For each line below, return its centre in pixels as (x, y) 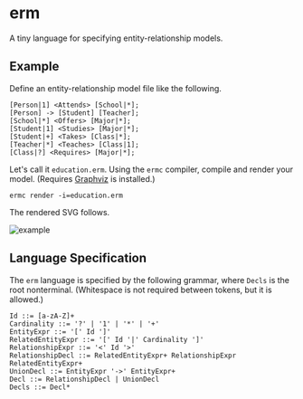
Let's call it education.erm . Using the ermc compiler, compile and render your (151, 169)
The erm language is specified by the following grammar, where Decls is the (150, 280)
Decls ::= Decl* (40, 387)
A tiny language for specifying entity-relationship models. (116, 38)
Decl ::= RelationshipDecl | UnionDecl (85, 379)
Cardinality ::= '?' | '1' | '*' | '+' (85, 324)
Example (34, 66)
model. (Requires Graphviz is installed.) (82, 178)
